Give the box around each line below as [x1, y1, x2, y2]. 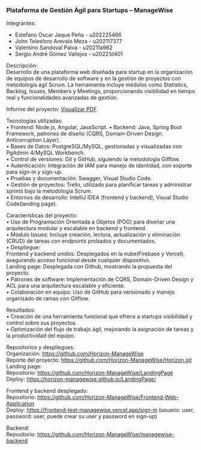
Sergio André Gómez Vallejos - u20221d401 [14, 50, 123, 58]
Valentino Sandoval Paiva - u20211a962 [14, 44, 113, 51]
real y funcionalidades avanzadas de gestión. [6, 94, 118, 102]
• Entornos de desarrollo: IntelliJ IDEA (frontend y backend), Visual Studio [6, 194, 189, 201]
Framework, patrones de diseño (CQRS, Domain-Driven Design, [6, 130, 164, 138]
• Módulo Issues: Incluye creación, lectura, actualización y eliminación [6, 231, 181, 239]
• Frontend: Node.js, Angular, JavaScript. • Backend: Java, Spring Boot [6, 124, 182, 131]
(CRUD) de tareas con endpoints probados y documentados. [6, 237, 157, 245]
